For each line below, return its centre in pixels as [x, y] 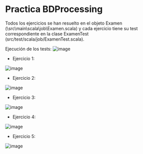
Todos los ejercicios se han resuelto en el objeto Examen [64, 23]
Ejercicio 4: [24, 117]
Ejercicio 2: [24, 78]
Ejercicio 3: [24, 97]
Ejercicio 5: [24, 136]
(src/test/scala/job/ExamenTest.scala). [45, 39]
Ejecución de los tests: [28, 49]
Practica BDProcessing [54, 9]
